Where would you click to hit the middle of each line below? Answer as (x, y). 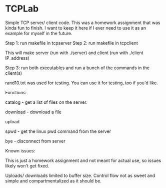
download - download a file (33, 112)
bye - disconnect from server (35, 141)
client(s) (14, 73)
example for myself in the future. (39, 33)
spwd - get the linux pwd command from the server (58, 131)
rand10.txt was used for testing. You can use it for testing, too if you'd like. (82, 83)
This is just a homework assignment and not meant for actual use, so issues (83, 160)
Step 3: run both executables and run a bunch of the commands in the (77, 68)
